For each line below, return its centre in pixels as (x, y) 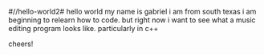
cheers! (21, 44)
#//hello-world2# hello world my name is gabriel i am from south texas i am (132, 12)
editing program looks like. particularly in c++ (83, 28)
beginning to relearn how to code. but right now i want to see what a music (132, 20)
